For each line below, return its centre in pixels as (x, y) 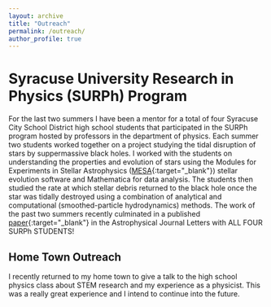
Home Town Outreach (65, 257)
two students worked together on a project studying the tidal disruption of (132, 145)
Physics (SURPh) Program (98, 96)
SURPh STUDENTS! (42, 231)
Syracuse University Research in (121, 79)
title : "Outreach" (39, 24)
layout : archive (36, 16)
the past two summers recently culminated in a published (105, 214)
